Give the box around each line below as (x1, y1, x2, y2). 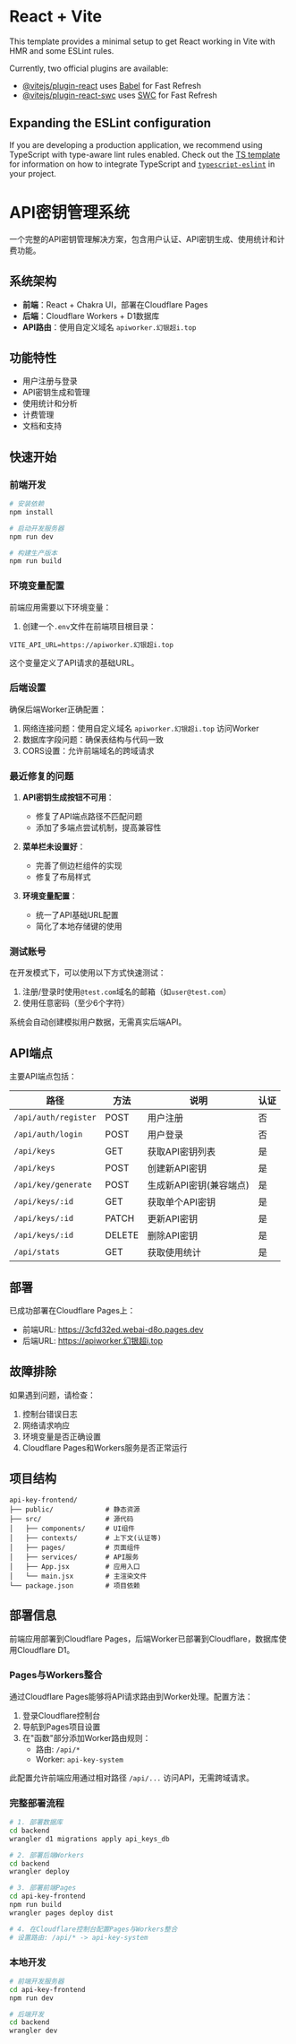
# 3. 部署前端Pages (9, 1884, 77, 1892)
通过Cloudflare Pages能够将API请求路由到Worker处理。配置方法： (9, 1691, 253, 1702)
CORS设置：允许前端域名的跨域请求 (21, 745, 155, 756)
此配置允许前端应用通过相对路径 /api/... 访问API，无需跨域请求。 (9, 1772, 255, 1783)
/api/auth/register (13, 1113, 97, 1122)
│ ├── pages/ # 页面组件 (9, 1543, 140, 1552)
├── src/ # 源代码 (9, 1514, 134, 1523)
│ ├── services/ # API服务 (9, 1553, 140, 1562)
